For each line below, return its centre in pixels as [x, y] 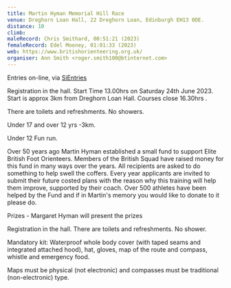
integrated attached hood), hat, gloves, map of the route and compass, [107, 249]
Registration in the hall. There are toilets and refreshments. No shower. [107, 229]
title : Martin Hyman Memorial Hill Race [66, 13]
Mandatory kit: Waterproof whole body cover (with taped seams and [104, 242]
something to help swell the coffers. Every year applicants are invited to [109, 173]
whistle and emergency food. [48, 256]
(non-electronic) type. [38, 277]
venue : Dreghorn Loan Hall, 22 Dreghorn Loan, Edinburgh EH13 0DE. [106, 20]
